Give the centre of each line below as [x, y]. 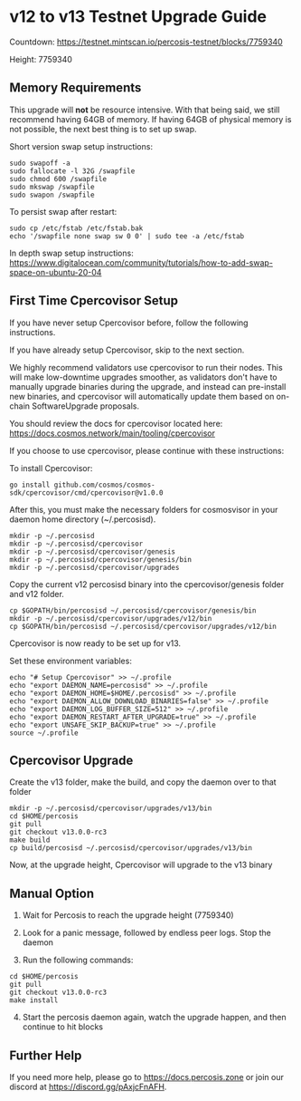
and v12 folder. [37, 594]
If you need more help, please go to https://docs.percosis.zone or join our [147, 1077]
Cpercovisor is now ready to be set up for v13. [95, 643]
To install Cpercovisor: [51, 468]
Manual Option [52, 893]
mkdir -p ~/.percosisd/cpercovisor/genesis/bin [101, 559]
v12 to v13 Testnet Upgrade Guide [138, 17]
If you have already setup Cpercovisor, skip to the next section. [127, 350]
